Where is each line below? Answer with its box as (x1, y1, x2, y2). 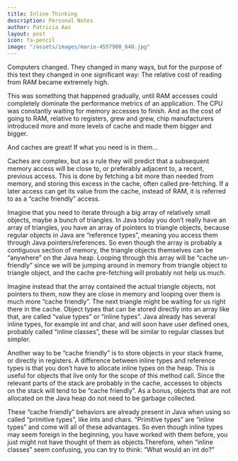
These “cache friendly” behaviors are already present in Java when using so (7, 408, 230, 416)
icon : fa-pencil (7, 37, 55, 44)
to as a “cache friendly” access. (7, 194, 101, 203)
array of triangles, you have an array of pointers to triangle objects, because (7, 223, 230, 231)
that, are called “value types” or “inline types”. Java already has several (7, 313, 216, 321)
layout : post (7, 30, 46, 38)
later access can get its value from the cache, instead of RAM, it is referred (7, 187, 227, 195)
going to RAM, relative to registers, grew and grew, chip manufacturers (7, 114, 214, 123)
